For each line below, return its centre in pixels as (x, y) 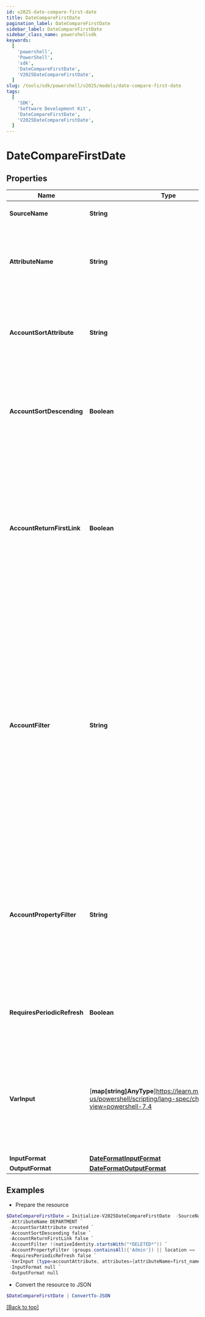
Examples (25, 1190)
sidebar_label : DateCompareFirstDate (54, 29)
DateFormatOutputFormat (128, 1168)
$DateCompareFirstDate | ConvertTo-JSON (59, 1296)
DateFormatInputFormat (125, 1159)
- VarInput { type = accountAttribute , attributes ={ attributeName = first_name (105, 1261)
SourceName (29, 213)
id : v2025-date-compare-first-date (52, 12)
